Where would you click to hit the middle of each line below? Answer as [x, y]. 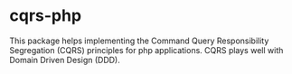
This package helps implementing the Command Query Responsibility [139, 41]
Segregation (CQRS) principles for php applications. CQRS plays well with [146, 50]
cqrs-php [46, 16]
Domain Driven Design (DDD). [65, 60]
